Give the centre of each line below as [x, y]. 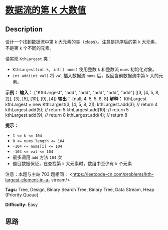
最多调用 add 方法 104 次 [37, 157]
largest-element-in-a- [28, 180]
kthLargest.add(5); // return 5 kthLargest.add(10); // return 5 [67, 110]
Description [24, 29]
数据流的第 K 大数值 [46, 10]
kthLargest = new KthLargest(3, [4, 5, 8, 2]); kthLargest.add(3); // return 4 [81, 104]
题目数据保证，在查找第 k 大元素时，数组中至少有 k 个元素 [72, 164]
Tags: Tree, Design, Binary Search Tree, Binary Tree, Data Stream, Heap [80, 189]
